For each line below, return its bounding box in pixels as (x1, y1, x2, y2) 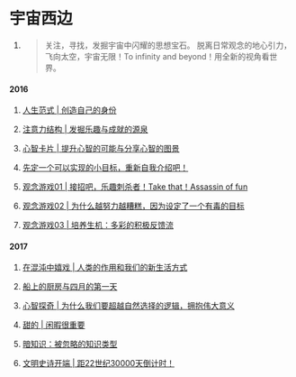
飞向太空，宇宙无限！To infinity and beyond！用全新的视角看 (44, 51, 270, 61)
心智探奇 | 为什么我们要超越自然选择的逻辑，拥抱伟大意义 (22, 300, 236, 311)
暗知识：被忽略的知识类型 (22, 339, 118, 350)
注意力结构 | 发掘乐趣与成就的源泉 (22, 124, 148, 135)
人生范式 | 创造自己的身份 (22, 105, 117, 115)
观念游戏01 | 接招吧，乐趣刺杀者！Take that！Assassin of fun (22, 181, 248, 192)
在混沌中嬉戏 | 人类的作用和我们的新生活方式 (22, 262, 188, 273)
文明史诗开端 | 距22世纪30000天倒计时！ (22, 358, 175, 369)
